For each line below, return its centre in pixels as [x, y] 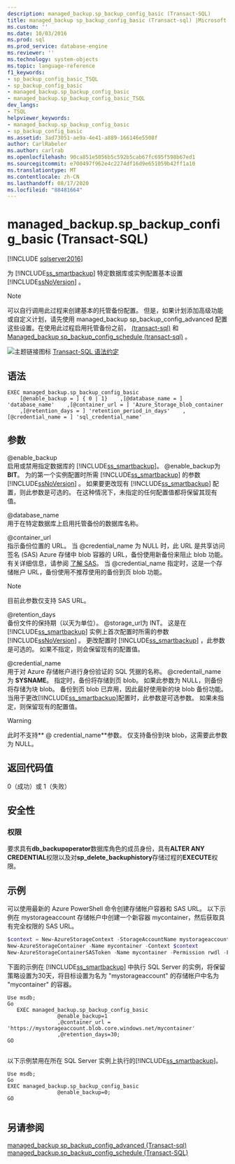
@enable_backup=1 [83, 1016]
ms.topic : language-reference [51, 66]
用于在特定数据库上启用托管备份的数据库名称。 [74, 523]
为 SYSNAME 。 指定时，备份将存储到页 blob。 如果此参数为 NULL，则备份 [115, 680]
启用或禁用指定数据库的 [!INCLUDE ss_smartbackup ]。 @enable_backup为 [114, 466]
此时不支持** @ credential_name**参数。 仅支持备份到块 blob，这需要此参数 [117, 735]
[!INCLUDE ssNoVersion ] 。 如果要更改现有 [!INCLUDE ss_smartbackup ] [109, 483]
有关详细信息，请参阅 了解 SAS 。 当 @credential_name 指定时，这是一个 [112, 563]
